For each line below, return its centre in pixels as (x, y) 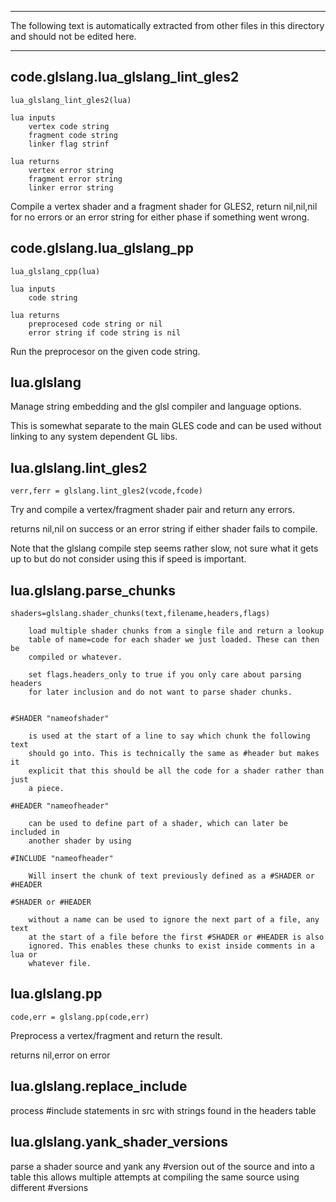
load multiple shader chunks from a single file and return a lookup (176, 631)
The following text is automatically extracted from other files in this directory (167, 25)
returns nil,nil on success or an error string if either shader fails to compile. (164, 529)
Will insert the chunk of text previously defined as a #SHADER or (171, 876)
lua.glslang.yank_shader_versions (119, 1142)
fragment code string (73, 135)
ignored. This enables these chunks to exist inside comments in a (171, 946)
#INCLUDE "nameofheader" (62, 859)
